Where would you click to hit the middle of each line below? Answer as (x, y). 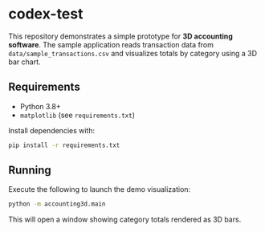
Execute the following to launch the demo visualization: (100, 189)
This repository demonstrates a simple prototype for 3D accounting (120, 36)
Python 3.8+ (41, 106)
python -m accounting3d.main (57, 204)
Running (30, 171)
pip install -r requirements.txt (64, 145)
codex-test (46, 14)
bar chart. (25, 62)
